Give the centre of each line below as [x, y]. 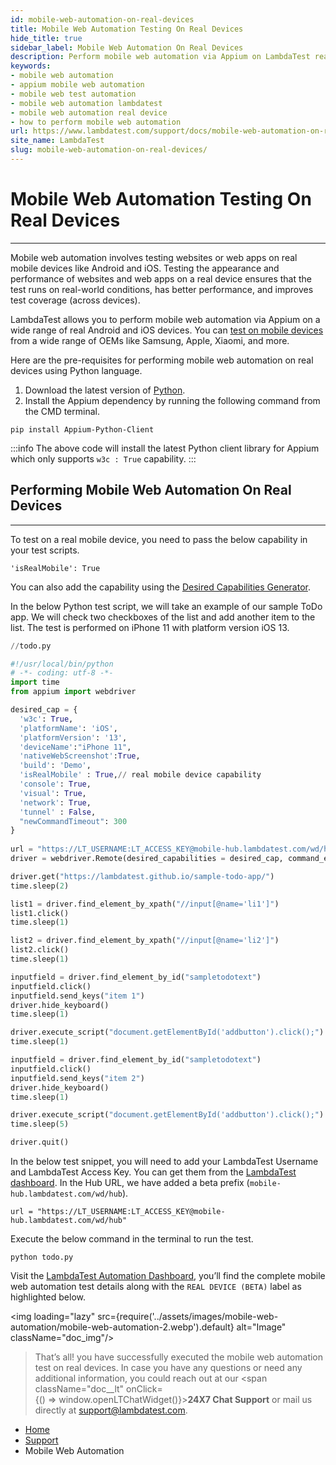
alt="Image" [261, 1327]
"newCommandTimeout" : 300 [73, 821]
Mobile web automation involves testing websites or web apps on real [154, 257]
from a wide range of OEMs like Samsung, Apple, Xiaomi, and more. [150, 340]
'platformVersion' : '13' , [73, 737]
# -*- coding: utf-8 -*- [62, 673]
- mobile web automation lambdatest [86, 103]
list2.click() [40, 950]
